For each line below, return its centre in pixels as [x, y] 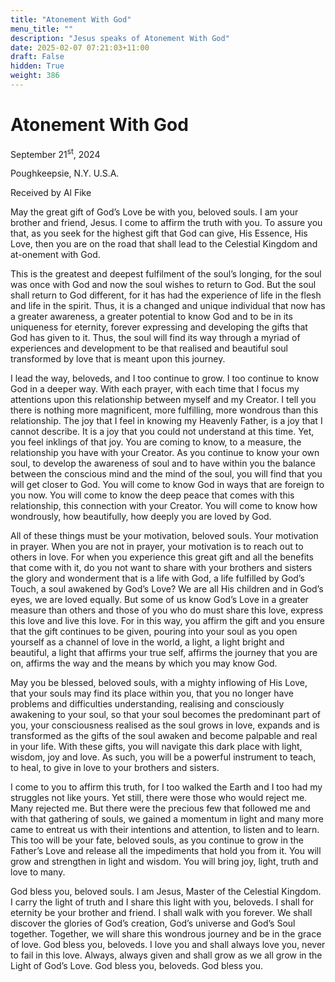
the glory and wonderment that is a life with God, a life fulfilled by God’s [157, 578]
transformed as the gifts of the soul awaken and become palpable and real [164, 736]
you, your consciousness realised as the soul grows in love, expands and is [165, 725]
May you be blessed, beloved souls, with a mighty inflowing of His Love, [159, 683]
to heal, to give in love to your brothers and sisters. [115, 768]
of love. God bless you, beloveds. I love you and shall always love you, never [168, 945]
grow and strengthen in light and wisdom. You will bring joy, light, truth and [164, 862]
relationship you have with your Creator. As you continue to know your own [165, 453]
